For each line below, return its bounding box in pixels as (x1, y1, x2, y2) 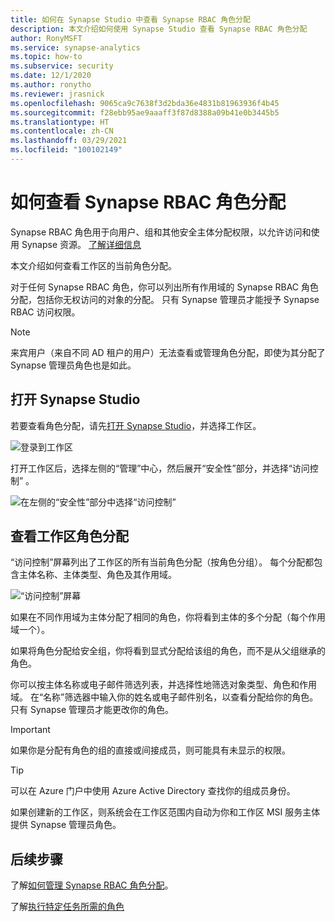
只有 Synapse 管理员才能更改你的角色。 (10, 704, 174, 716)
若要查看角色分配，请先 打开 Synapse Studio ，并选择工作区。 (10, 419, 262, 431)
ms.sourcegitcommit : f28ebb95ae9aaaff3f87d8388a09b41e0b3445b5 (10, 107, 280, 118)
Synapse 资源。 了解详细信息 (21, 238, 142, 250)
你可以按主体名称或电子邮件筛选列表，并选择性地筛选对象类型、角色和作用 (10, 679, 317, 691)
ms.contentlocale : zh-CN (10, 126, 114, 136)
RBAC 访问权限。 (10, 306, 81, 318)
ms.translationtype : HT (10, 117, 110, 127)
